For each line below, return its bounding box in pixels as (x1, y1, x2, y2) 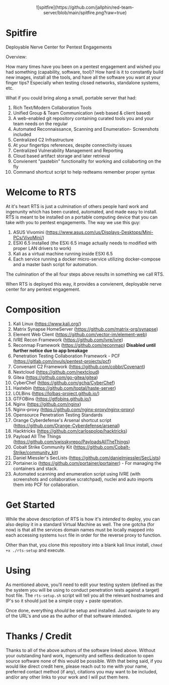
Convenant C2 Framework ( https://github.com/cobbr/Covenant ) (13, 363, 145, 370)
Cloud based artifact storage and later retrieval (13, 152, 110, 159)
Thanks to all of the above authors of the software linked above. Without (6, 647, 155, 653)
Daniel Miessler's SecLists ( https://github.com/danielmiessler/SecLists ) (13, 454, 161, 461)
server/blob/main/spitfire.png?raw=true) (43, 10, 127, 16)
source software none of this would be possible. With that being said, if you (6, 658, 162, 664)
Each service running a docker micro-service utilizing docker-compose (13, 256, 161, 262)
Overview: (6, 54, 27, 60)
